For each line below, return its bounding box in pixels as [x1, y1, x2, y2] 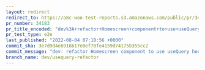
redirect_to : [6, 15, 39, 21]
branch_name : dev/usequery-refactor [6, 54, 99, 60]
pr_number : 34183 [6, 20, 50, 26]
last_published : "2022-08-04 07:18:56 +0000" [6, 37, 124, 43]
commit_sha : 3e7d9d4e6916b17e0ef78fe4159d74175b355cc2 [6, 43, 149, 49]
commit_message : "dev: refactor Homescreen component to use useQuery [6, 49, 190, 55]
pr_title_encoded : [6, 26, 53, 32]
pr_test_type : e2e [6, 32, 53, 38]
